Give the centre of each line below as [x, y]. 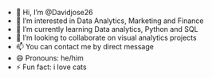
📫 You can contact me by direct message [84, 47]
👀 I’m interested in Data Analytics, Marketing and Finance [110, 21]
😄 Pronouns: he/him [49, 58]
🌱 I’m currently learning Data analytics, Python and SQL [107, 29]
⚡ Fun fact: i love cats [51, 67]
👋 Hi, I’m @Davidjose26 [54, 12]
